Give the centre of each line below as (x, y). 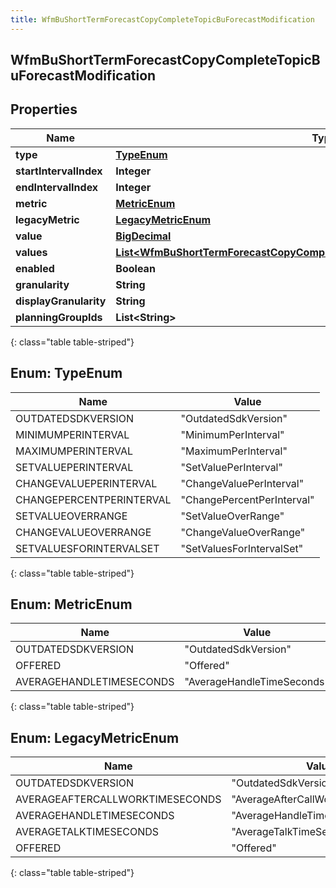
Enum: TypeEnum (66, 373)
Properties (44, 109)
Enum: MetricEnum (71, 604)
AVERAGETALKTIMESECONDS (87, 832)
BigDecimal (143, 236)
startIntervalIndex (59, 171)
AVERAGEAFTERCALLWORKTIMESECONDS (118, 799)
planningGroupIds (59, 317)
